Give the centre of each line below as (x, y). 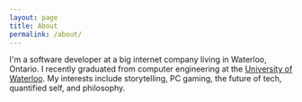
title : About (34, 26)
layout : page (34, 17)
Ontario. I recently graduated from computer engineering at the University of (151, 69)
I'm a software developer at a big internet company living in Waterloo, (138, 60)
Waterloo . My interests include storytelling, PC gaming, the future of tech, (146, 79)
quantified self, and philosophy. (67, 88)
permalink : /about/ (46, 34)
